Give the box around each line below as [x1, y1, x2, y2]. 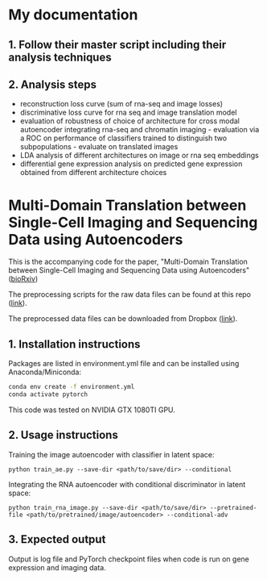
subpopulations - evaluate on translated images [19, 142, 179, 152]
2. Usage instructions [8, 428, 118, 442]
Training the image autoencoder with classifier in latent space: [8, 449, 215, 459]
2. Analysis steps [8, 77, 97, 91]
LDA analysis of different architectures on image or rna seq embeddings [19, 151, 259, 161]
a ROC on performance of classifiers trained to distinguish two [19, 133, 228, 143]
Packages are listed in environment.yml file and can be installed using [8, 359, 240, 369]
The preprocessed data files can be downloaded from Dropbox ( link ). [8, 314, 238, 323]
